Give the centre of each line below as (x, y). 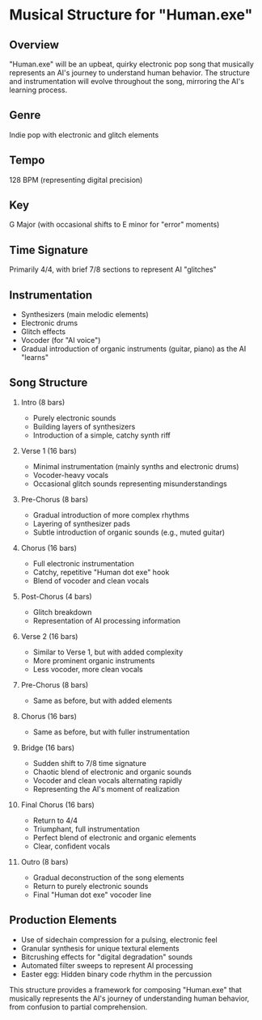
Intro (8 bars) (43, 402)
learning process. (38, 90)
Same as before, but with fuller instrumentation (111, 732)
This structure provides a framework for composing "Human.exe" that (125, 989)
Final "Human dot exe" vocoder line (92, 895)
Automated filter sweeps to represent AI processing (107, 965)
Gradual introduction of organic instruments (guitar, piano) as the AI (133, 349)
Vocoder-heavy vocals (70, 475)
